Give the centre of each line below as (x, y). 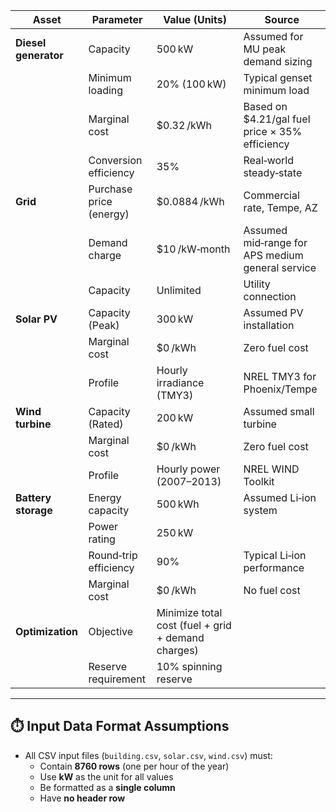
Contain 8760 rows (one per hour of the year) (134, 766)
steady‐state (273, 172)
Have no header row (82, 798)
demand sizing (278, 61)
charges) (177, 650)
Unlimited (179, 290)
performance (274, 567)
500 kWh (178, 504)
